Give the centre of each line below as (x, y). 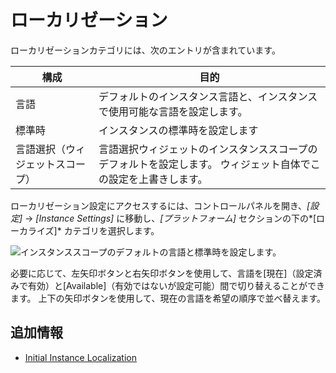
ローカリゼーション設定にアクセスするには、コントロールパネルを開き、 (159, 205)
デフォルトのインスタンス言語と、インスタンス (208, 96)
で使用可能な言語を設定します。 (173, 111)
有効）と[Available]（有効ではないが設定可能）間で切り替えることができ (176, 285)
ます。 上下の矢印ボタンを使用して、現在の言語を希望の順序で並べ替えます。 (168, 298)
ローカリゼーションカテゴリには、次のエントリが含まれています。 (145, 50)
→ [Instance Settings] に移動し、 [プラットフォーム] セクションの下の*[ (170, 218)
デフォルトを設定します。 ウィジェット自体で (204, 164)
